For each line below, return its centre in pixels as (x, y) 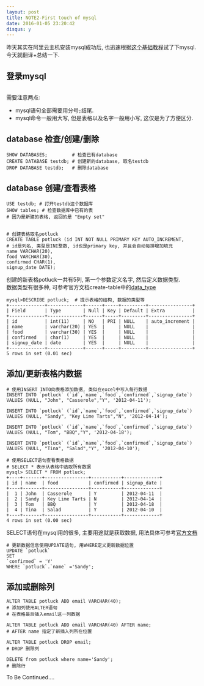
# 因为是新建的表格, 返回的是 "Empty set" (56, 217)
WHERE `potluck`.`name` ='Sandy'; (50, 567)
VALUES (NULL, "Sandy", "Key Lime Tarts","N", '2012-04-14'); (87, 416)
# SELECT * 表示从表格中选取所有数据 (49, 467)
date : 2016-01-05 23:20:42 (41, 23)
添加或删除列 (31, 586)
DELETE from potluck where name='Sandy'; (60, 660)
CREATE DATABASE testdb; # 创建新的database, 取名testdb (78, 161)
